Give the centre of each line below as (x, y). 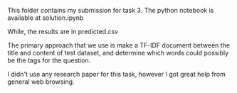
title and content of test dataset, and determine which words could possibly (118, 53)
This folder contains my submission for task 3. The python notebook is (111, 10)
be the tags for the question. (49, 60)
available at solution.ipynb (46, 18)
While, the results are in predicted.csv (63, 32)
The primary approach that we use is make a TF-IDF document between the (118, 45)
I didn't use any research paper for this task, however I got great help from (116, 74)
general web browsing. (41, 82)
